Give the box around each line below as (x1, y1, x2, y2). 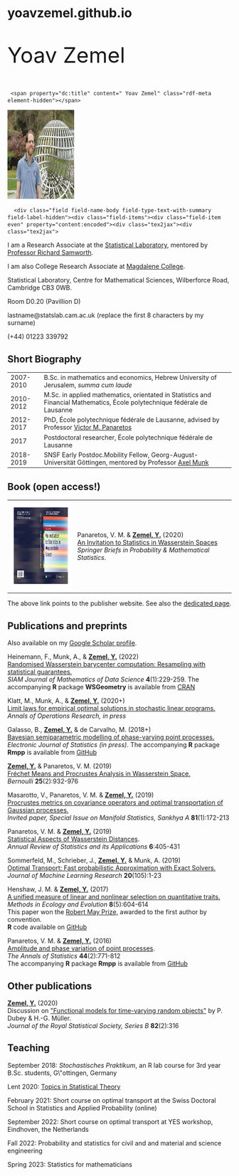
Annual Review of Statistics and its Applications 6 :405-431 (7, 842, 180, 851)
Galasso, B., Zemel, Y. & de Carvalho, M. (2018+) (7, 726, 152, 734)
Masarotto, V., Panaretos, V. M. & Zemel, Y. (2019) (7, 791, 154, 800)
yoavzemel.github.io (7, 5, 132, 21)
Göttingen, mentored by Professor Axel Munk (77, 457, 209, 467)
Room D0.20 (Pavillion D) (7, 297, 81, 306)
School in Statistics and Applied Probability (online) (7, 1103, 158, 1112)
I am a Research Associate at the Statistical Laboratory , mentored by (7, 240, 208, 250)
